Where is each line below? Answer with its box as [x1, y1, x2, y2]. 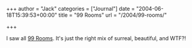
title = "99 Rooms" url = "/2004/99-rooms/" [58, 11, 167, 19]
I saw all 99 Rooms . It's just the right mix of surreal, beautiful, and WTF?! [6, 35, 187, 41]
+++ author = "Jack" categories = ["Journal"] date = [6, 5, 135, 12]
